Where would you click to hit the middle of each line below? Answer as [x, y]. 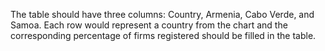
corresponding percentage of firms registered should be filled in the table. [163, 35]
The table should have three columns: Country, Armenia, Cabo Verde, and [162, 14]
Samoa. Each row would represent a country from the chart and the [149, 25]
